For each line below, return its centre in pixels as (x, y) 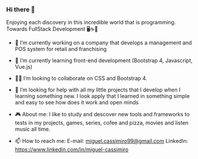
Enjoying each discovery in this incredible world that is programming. (91, 23)
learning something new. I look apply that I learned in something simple (102, 96)
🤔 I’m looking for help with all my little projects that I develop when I (98, 90)
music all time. (33, 129)
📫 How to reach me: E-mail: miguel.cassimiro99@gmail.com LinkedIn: (101, 141)
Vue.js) (24, 67)
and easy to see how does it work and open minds (77, 103)
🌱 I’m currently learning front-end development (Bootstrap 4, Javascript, (103, 61)
